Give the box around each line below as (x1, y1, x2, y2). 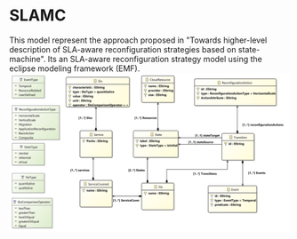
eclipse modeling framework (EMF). (9, 63, 140, 74)
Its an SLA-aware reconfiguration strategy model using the (47, 53, 262, 64)
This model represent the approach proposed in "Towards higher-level (9, 35, 268, 45)
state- (237, 44, 261, 54)
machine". (9, 53, 46, 64)
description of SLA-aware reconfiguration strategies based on (9, 44, 237, 54)
